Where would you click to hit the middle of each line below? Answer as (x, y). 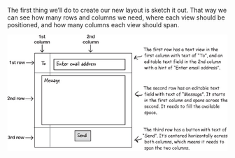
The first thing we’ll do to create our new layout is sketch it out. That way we (117, 10)
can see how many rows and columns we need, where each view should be (116, 17)
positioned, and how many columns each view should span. (93, 25)
